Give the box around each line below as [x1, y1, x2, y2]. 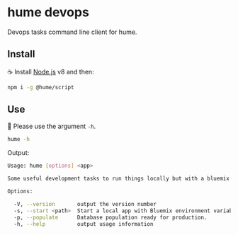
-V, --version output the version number [13, 200, 157, 207]
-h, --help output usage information [13, 220, 154, 227]
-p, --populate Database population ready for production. [13, 214, 208, 221]
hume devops [7, 4, 90, 21]
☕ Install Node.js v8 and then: [7, 67, 94, 76]
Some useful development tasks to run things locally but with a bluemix [7, 175, 230, 183]
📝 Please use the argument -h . [7, 122, 96, 131]
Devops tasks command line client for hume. [7, 28, 137, 36]
